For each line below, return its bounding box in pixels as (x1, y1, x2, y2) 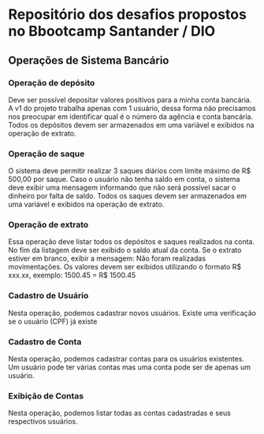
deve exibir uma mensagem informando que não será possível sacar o (8, 183, 236, 192)
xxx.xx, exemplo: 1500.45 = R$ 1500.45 (8, 270, 136, 280)
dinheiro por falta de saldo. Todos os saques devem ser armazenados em (8, 191, 247, 201)
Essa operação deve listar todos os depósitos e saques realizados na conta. (8, 237, 255, 247)
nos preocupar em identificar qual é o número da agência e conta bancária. (8, 112, 254, 121)
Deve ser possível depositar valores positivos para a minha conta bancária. (8, 95, 252, 104)
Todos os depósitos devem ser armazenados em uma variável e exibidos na (8, 120, 255, 129)
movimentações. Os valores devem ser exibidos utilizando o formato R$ (8, 262, 242, 272)
